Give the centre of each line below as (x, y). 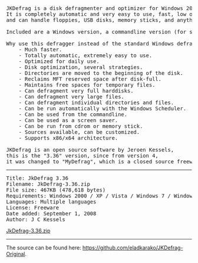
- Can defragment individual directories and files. (96, 103)
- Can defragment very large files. (72, 97)
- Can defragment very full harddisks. (76, 91)
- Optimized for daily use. (59, 61)
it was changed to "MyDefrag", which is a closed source (90, 162)
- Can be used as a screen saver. (68, 120)
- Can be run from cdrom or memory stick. (81, 126)
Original (16, 254)
